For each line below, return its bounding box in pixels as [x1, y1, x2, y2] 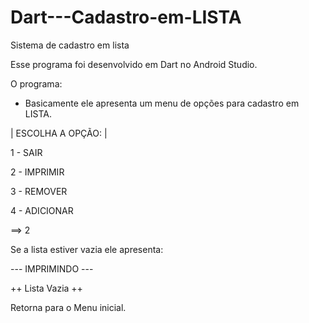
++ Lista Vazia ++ [10, 282, 83, 294]
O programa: [10, 77, 63, 90]
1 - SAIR [10, 146, 43, 158]
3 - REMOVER [10, 185, 68, 197]
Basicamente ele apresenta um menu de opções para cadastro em [24, 97, 300, 109]
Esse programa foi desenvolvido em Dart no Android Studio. [10, 58, 258, 70]
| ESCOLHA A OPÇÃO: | [10, 127, 108, 139]
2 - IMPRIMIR [10, 166, 65, 178]
